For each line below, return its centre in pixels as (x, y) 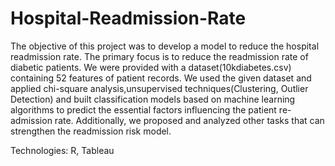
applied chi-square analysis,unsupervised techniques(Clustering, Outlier (159, 88)
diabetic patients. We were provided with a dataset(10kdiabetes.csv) (151, 67)
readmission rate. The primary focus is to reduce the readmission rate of (159, 56)
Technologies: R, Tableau (62, 150)
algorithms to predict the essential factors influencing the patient (143, 109)
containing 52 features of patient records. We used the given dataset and (161, 78)
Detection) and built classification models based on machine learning (153, 99)
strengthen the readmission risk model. (91, 131)
